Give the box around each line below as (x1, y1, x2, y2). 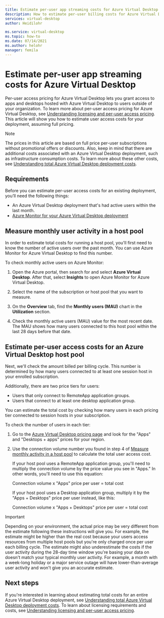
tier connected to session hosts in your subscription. (5, 413, 111, 418)
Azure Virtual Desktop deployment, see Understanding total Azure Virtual (5, 597, 152, 603)
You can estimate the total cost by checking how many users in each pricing (5, 407, 159, 413)
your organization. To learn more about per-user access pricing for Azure (5, 105, 153, 111)
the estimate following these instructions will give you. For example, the (5, 529, 149, 534)
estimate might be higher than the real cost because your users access (5, 534, 148, 539)
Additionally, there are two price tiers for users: (5, 383, 100, 389)
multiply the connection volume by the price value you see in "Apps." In (12, 466, 156, 471)
